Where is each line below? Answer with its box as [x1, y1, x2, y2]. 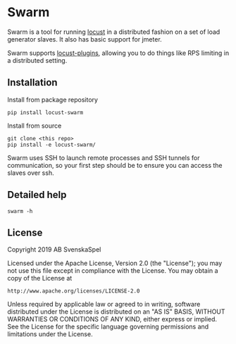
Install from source [7, 121, 62, 130]
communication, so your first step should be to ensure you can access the [7, 161, 223, 169]
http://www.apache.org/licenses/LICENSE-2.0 [7, 288, 140, 295]
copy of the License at [7, 274, 73, 283]
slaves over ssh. [7, 168, 54, 177]
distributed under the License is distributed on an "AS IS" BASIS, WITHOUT [7, 307, 225, 316]
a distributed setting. [7, 56, 68, 64]
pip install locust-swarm [7, 109, 83, 116]
